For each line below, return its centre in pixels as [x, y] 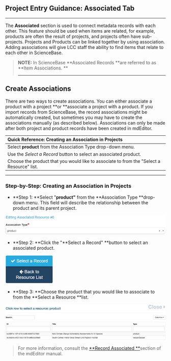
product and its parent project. [45, 208]
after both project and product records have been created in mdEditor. [79, 128]
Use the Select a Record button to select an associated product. [74, 154]
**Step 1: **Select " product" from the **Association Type [75, 197]
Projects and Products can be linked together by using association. [95, 42]
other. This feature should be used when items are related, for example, [80, 31]
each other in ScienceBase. [34, 53]
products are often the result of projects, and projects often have [73, 36]
